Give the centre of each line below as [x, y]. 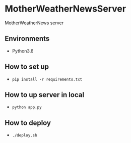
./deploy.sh [24, 135]
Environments [27, 39]
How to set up [27, 67]
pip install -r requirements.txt [47, 79]
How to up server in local [44, 95]
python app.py [27, 107]
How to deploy [28, 123]
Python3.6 [23, 51]
